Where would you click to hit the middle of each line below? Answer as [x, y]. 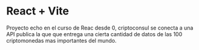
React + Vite [38, 11]
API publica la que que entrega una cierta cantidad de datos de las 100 [94, 34]
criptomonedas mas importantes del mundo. [61, 40]
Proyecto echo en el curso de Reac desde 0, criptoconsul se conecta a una [100, 28]
